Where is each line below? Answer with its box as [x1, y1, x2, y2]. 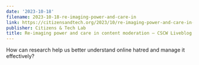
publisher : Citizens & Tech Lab [6, 25, 86, 31]
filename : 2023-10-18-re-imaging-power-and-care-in [6, 14, 136, 20]
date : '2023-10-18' [6, 8, 54, 15]
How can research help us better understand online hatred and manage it [6, 46, 185, 53]
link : [6, 19, 20, 25]
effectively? [6, 53, 34, 60]
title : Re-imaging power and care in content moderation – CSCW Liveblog [6, 30, 192, 36]
